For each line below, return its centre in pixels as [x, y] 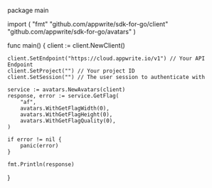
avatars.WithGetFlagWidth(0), [65, 108]
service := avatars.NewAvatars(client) [67, 90]
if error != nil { [35, 140]
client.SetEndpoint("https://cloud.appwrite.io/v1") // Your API [106, 58]
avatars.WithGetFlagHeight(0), [67, 115]
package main [28, 10]
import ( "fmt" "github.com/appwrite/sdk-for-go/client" [88, 24]
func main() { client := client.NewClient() [67, 45]
